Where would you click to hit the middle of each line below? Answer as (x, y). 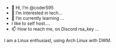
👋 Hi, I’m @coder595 (32, 8)
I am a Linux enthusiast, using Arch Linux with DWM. (58, 40)
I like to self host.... (30, 23)
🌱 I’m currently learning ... (38, 18)
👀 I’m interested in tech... (37, 13)
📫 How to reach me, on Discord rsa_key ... (55, 29)
